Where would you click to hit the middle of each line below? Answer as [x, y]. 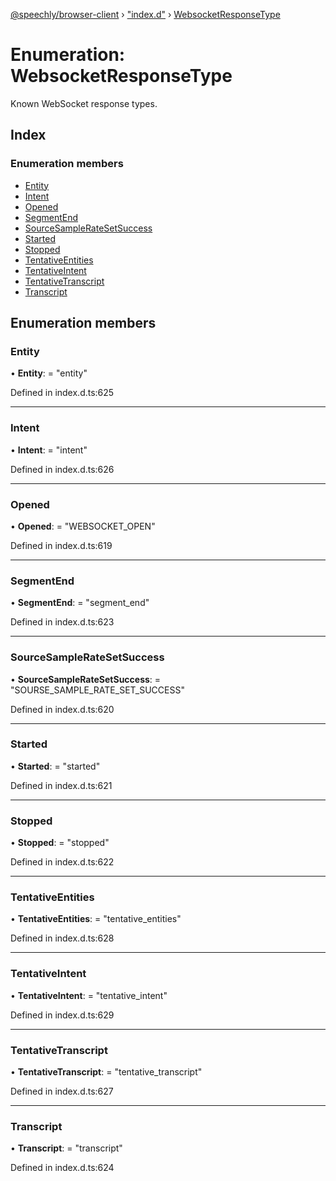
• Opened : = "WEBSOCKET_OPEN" [83, 526]
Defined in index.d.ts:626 [62, 469]
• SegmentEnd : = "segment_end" [80, 603]
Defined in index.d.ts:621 [61, 785]
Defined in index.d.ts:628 [62, 938]
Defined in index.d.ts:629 [62, 1015]
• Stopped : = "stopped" [60, 843]
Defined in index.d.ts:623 [62, 622]
